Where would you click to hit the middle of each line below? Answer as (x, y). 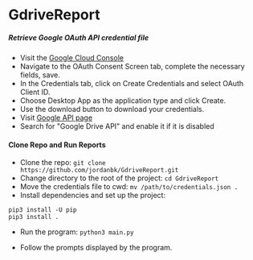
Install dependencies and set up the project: (93, 196)
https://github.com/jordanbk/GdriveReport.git (99, 171)
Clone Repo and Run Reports (57, 144)
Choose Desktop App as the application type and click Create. (123, 101)
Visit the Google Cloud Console (72, 58)
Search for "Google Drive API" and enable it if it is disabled (117, 126)
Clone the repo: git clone (63, 163)
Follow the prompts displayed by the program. (96, 248)
